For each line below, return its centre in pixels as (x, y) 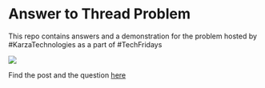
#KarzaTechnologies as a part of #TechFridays (85, 44)
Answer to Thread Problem (99, 14)
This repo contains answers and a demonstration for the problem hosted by (133, 36)
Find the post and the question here (67, 75)
